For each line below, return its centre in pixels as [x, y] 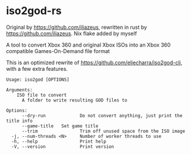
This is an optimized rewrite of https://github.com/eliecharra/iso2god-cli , [94, 62]
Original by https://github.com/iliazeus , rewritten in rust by [77, 27]
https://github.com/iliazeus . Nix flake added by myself [71, 33]
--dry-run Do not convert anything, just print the [102, 116]
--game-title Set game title [60, 126]
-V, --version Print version [63, 146]
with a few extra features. [37, 68]
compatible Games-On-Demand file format [58, 51]
